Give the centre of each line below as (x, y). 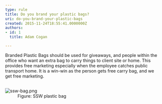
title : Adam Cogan (29, 37)
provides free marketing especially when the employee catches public (77, 65)
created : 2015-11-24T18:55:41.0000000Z (46, 23)
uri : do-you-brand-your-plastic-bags (44, 19)
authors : (14, 28)
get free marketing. (25, 76)
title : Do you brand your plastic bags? (47, 14)
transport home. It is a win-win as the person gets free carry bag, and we (80, 71)
